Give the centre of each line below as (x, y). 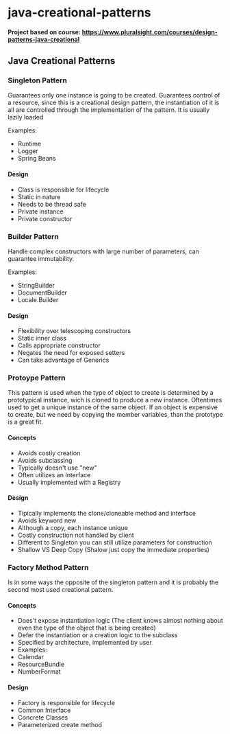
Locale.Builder (38, 299)
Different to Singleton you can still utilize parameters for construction (115, 542)
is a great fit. (26, 422)
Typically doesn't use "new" (57, 468)
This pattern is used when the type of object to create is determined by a (111, 393)
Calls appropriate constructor (59, 345)
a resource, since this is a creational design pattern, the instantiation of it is (114, 103)
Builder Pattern (33, 236)
